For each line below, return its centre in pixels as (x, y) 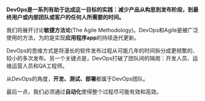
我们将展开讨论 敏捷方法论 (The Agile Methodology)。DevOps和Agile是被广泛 (102, 30)
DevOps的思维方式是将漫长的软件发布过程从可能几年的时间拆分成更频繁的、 (102, 50)
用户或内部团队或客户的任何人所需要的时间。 (68, 17)
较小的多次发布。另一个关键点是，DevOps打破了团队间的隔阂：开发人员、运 (102, 58)
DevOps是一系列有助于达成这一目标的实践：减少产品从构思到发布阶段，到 (100, 9)
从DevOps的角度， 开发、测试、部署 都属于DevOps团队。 (77, 79)
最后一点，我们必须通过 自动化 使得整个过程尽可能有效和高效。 (84, 92)
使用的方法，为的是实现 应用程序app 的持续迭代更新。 (73, 38)
